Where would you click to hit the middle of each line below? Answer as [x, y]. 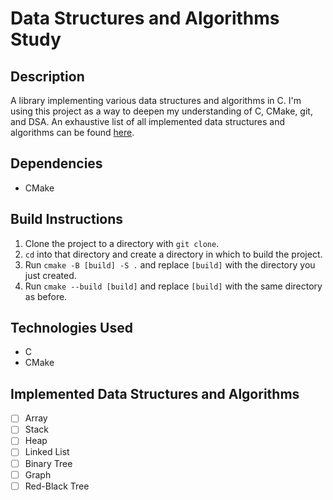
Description [47, 76]
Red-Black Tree [57, 486]
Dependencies [56, 163]
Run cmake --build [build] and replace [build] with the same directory [173, 286]
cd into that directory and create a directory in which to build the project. [173, 254]
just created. [50, 275]
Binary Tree [48, 463]
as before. [46, 296]
